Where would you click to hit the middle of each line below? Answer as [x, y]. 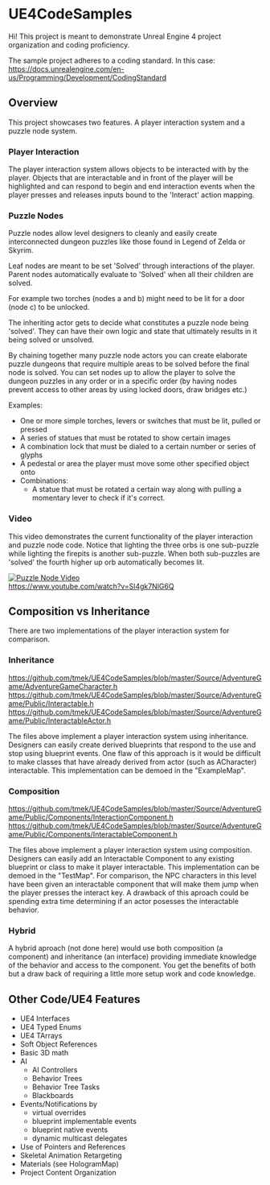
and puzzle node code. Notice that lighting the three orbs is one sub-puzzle [134, 545]
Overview [33, 103]
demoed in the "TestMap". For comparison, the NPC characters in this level [133, 876]
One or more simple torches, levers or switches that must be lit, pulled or [140, 421]
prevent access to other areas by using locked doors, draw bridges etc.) [128, 390]
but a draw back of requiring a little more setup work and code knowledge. [132, 974]
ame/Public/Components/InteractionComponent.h [91, 817]
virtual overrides [59, 1113]
